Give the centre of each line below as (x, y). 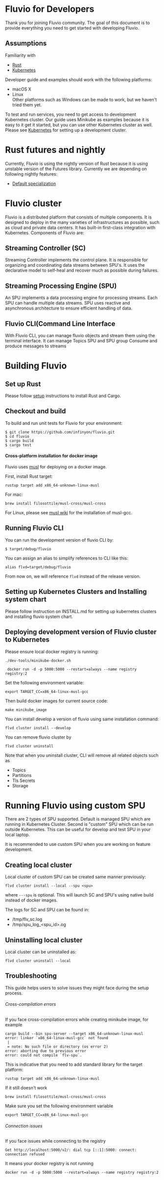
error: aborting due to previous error (46, 1051)
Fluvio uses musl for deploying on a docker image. (56, 467)
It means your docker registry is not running (49, 1164)
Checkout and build (35, 411)
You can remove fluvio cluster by (38, 737)
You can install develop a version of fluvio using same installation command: (82, 719)
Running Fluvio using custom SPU (75, 805)
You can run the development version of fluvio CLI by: (59, 540)
